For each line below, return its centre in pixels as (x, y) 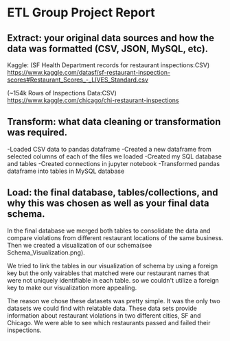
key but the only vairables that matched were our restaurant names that (108, 273)
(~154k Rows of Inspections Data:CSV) (62, 93)
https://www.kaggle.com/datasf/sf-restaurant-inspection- (89, 72)
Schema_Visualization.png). (46, 252)
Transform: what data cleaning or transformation (114, 122)
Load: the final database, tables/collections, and (113, 192)
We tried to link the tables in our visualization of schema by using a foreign (113, 266)
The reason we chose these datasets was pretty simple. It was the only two (114, 301)
